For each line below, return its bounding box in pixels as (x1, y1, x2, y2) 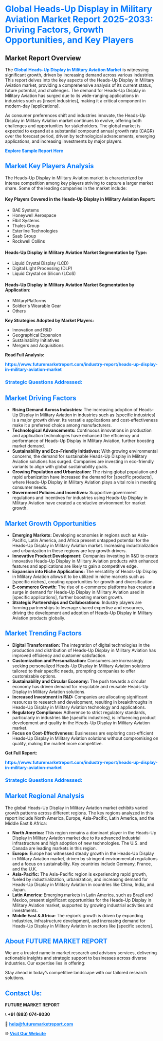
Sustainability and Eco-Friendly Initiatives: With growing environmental (12, 448, 158, 454)
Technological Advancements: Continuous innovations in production (12, 427, 152, 433)
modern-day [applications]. (5, 103, 60, 109)
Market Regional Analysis (5, 792, 85, 800)
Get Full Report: (5, 750, 37, 756)
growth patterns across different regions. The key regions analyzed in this (5, 810, 153, 816)
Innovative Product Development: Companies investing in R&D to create (12, 553, 159, 559)
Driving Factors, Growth (5, 24, 104, 35)
